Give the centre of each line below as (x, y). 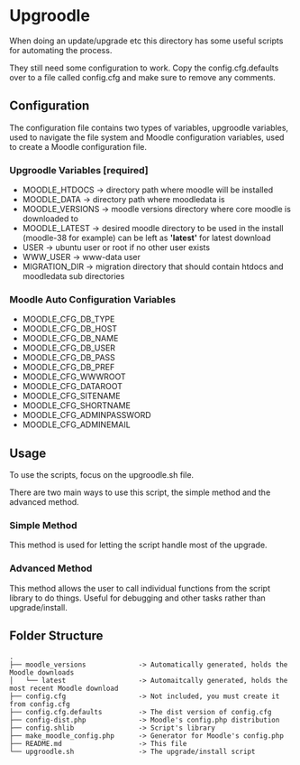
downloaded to (50, 219)
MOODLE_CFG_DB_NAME (70, 339)
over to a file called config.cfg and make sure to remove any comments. (143, 77)
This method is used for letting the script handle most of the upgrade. (138, 545)
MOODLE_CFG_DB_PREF (68, 368)
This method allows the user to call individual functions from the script (140, 588)
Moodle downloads (42, 672)
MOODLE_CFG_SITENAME (71, 396)
